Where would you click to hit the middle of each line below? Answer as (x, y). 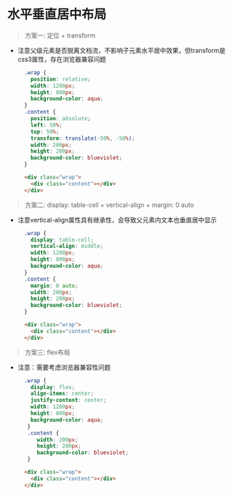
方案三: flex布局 (47, 352)
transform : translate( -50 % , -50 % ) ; (83, 138)
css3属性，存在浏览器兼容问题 (62, 59)
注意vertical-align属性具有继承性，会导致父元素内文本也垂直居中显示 (117, 220)
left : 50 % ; (47, 125)
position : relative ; (61, 79)
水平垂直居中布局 (57, 14)
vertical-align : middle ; (67, 246)
